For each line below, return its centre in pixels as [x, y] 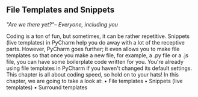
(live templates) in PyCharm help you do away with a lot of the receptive [95, 42]
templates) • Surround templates [47, 87]
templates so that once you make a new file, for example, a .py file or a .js [97, 55]
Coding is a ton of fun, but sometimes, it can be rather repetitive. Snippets [98, 36]
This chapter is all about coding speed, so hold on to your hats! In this [93, 74]
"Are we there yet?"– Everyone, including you [62, 24]
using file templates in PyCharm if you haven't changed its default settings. [99, 68]
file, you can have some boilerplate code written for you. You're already [95, 61]
